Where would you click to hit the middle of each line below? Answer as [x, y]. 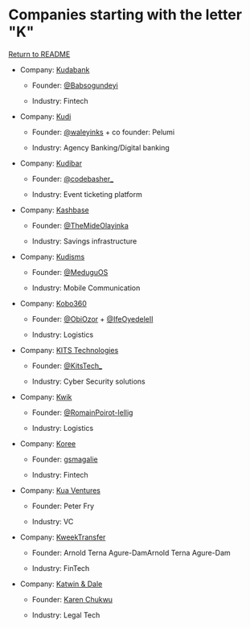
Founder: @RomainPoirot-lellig [82, 413]
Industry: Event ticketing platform [87, 194]
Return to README [39, 54]
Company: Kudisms [52, 257]
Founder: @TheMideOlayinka [80, 225]
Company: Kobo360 [53, 303]
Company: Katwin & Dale [61, 584]
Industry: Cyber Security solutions [89, 381]
